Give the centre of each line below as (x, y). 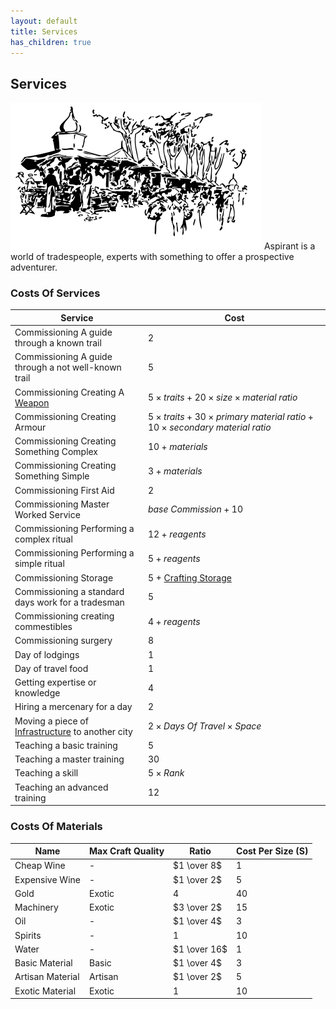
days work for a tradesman (69, 602)
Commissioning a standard (69, 591)
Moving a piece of (51, 721)
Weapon (32, 402)
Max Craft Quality (126, 851)
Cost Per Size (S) (272, 851)
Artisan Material (47, 977)
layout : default (44, 21)
